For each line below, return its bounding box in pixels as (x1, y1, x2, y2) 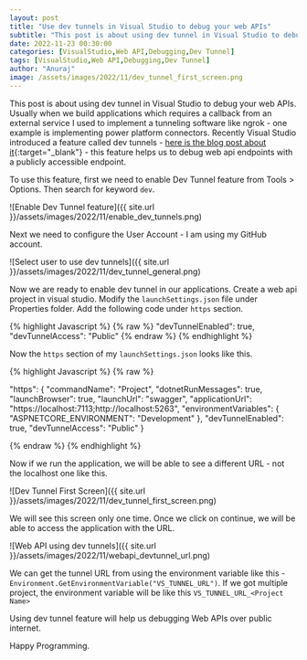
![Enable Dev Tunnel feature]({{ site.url (9, 201, 155, 212)
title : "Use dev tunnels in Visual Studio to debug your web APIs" (9, 22, 272, 31)
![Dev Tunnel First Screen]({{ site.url (9, 485, 146, 496)
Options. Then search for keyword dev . (9, 184, 155, 195)
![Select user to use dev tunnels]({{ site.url (9, 256, 170, 267)
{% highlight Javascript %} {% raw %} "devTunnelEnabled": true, (9, 321, 256, 332)
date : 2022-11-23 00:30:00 (9, 38, 112, 48)
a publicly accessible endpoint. (9, 156, 126, 167)
